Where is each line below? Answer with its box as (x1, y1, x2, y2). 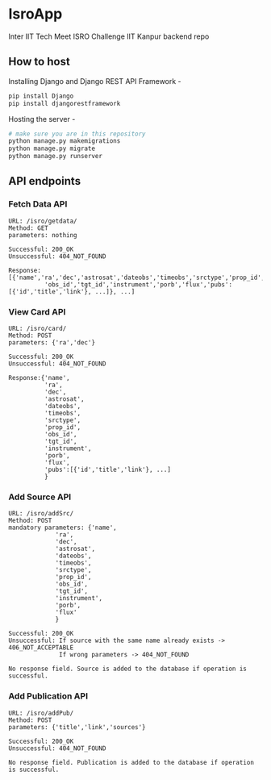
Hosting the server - (8, 114, 76, 123)
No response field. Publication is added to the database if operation (8, 758, 254, 766)
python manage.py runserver (8, 152, 103, 161)
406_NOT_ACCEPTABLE (8, 644, 74, 652)
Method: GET (8, 223, 48, 232)
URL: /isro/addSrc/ (8, 510, 74, 518)
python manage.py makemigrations (8, 137, 121, 145)
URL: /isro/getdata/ (8, 217, 78, 225)
